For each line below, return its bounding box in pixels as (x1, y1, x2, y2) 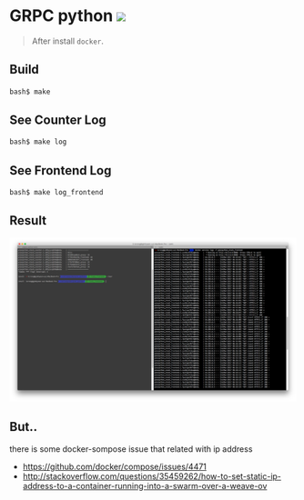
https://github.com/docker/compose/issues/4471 (22, 461, 208, 472)
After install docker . (31, 35, 105, 46)
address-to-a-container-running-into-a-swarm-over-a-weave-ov (22, 480, 268, 491)
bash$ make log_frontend (9, 188, 104, 197)
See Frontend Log (9, 163, 112, 178)
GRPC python (9, 5, 114, 26)
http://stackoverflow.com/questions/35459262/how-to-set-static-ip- (22, 470, 282, 482)
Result (9, 213, 47, 228)
